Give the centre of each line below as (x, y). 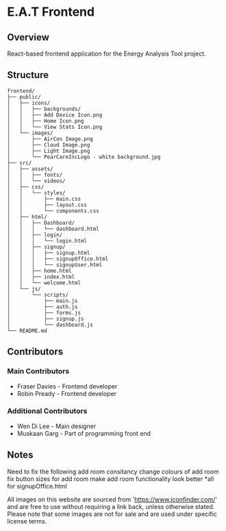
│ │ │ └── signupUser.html (55, 264)
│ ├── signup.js (46, 319)
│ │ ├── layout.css (47, 205)
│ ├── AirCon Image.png (50, 139)
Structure (28, 75)
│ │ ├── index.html (41, 277)
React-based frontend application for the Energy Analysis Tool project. (107, 53)
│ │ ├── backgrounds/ (44, 109)
